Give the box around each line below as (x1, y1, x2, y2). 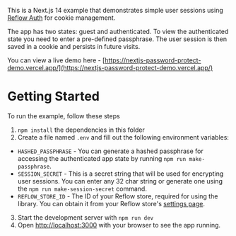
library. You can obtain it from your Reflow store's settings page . (17, 199, 205, 208)
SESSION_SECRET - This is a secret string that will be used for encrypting (17, 169, 224, 178)
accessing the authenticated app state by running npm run (17, 154, 187, 162)
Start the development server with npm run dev (17, 213, 154, 222)
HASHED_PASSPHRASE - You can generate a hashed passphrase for (17, 147, 203, 155)
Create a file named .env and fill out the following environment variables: (17, 133, 230, 141)
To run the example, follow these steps (7, 111, 120, 120)
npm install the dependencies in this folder (17, 125, 145, 134)
